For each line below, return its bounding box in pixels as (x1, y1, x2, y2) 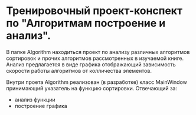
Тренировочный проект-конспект (6, 4, 183, 18)
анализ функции (14, 96, 55, 103)
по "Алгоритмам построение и (6, 16, 166, 30)
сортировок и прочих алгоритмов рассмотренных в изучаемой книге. (6, 55, 184, 62)
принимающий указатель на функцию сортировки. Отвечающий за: (6, 84, 177, 92)
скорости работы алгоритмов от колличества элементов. (6, 67, 152, 74)
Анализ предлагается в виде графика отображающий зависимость (6, 60, 176, 68)
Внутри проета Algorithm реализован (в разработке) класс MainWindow (6, 78, 187, 86)
